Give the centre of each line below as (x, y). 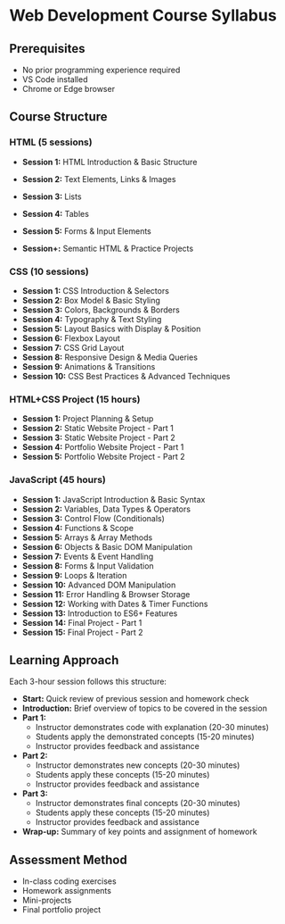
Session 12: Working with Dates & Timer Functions (115, 604)
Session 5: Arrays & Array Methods (87, 537)
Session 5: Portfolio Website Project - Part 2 (103, 457)
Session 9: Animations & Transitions (89, 366)
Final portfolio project (61, 910)
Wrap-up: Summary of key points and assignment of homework (139, 832)
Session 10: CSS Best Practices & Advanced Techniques (126, 376)
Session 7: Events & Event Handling (88, 556)
